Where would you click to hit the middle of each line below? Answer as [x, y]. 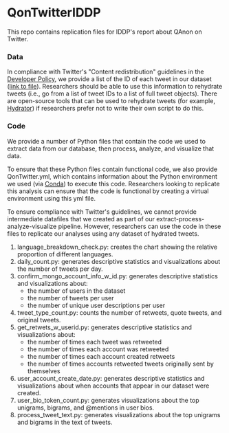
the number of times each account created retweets [101, 356]
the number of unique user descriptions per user [96, 305]
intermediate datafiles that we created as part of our [81, 219]
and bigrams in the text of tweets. [65, 422]
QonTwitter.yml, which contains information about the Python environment [112, 176]
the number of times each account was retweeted [98, 349]
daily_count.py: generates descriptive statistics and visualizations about [119, 261]
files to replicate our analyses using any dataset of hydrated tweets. [103, 233]
